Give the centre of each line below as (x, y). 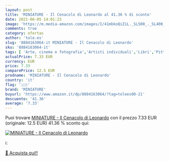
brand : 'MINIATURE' (26, 89)
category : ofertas (24, 33)
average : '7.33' (22, 104)
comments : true (21, 29)
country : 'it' (20, 80)
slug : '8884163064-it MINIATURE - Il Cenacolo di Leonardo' (70, 43)
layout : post (19, 10)
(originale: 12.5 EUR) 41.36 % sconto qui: (47, 123)
